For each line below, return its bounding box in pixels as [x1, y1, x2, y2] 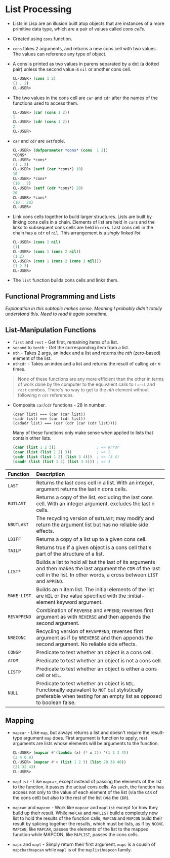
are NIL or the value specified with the [36, 592, 126, 599]
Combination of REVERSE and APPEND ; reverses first [36, 606, 153, 614]
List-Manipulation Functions [5, 325, 96, 334]
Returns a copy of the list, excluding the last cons [36, 494, 153, 501]
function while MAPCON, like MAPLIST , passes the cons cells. [12, 831, 139, 837]
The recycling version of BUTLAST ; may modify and [36, 514, 154, 522]
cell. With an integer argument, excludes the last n [36, 500, 155, 507]
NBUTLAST [8, 522, 29, 527]
